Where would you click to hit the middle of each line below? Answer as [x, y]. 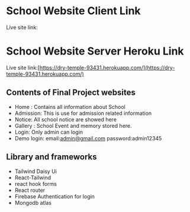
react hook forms [36, 184]
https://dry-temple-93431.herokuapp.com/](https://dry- [107, 68]
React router [30, 190]
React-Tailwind [33, 177]
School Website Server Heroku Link [95, 51]
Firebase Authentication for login [54, 196]
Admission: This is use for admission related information [83, 113]
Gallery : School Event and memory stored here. [73, 126]
